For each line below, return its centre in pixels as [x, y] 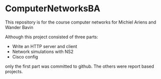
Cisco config [25, 56]
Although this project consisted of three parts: [52, 37]
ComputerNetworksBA [53, 9]
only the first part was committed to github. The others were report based [80, 66]
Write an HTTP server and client [45, 46]
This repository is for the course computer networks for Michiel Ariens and [80, 22]
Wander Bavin [19, 27]
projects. [14, 71]
